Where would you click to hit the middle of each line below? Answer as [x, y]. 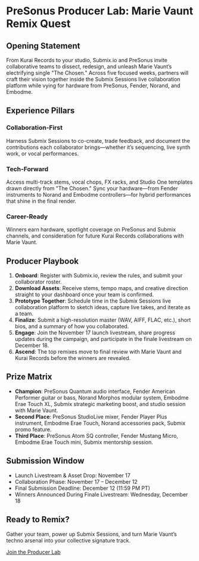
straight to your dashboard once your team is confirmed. [84, 295]
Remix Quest [38, 24]
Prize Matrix [29, 377]
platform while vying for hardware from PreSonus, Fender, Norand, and [93, 86]
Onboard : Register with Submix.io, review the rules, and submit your [99, 276]
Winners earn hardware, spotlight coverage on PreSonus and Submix [91, 230]
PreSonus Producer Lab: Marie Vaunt [100, 11]
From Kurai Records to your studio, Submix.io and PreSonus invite [87, 60]
